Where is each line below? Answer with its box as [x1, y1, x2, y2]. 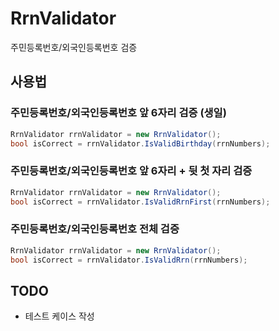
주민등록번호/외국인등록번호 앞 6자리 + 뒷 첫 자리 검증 [10, 164, 253, 178]
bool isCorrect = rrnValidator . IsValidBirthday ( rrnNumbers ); [10, 138, 271, 149]
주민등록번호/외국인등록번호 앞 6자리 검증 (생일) [10, 106, 227, 120]
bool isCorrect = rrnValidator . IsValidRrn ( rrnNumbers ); [10, 255, 248, 265]
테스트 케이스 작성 [24, 310, 95, 322]
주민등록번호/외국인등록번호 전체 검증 [10, 222, 180, 236]
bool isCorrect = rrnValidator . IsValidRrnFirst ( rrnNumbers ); [10, 197, 271, 207]
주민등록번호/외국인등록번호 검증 [10, 41, 138, 53]
